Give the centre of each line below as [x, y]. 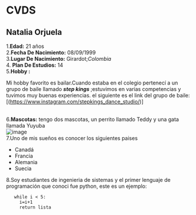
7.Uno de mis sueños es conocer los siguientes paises [72, 138]
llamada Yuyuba [26, 126]
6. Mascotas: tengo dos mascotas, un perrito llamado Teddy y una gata [92, 119]
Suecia [23, 168]
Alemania [26, 162]
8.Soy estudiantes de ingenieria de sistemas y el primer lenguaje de [89, 180]
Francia [24, 156]
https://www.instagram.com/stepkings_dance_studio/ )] [76, 102]
